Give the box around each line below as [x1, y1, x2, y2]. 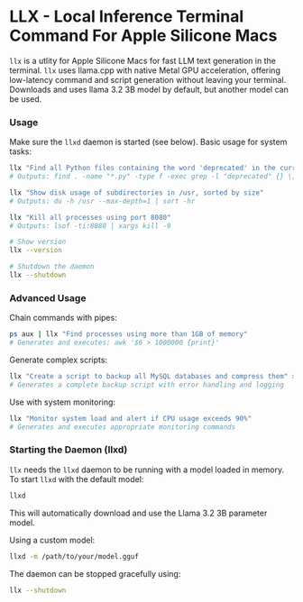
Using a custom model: [9, 534, 96, 545]
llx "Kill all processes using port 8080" [9, 213, 171, 222]
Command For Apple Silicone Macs [9, 25, 278, 46]
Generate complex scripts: [9, 354, 108, 366]
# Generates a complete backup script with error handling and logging [9, 380, 284, 389]
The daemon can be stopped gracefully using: [9, 568, 181, 579]
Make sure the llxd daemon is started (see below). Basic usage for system [9, 137, 288, 148]
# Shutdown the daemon [9, 262, 95, 271]
